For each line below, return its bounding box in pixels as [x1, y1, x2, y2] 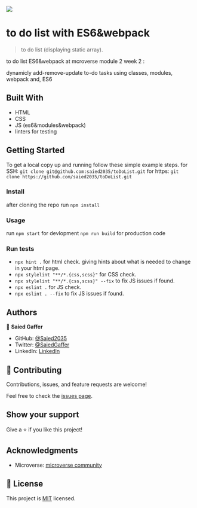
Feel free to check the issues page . [6, 393, 93, 400]
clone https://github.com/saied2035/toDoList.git [6, 174, 133, 180]
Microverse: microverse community [14, 461, 103, 469]
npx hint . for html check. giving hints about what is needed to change [14, 258, 191, 266]
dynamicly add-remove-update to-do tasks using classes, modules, [6, 69, 173, 76]
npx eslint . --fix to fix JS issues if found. [14, 290, 124, 297]
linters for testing [14, 127, 57, 135]
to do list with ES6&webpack [6, 26, 150, 40]
